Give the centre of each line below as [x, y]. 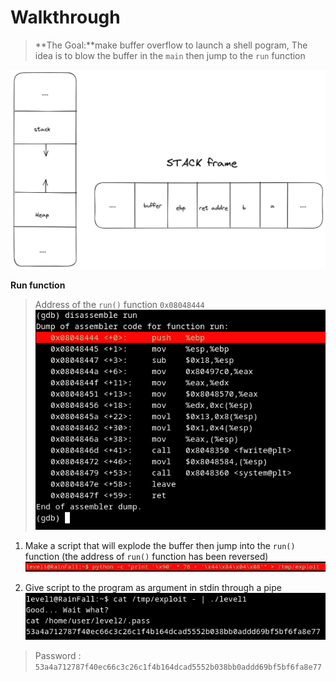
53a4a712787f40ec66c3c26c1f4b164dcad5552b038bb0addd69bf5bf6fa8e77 [178, 667]
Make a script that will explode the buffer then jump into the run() [160, 545]
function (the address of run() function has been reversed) [146, 556]
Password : [58, 655]
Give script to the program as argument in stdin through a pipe [153, 588]
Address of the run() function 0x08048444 [119, 304]
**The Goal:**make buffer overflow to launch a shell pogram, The [171, 45]
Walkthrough [65, 17]
